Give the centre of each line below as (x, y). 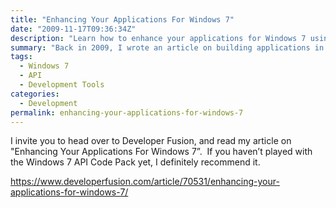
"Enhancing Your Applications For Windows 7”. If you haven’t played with (161, 152)
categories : (35, 94)
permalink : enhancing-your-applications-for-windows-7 (127, 112)
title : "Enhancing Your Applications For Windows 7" (122, 19)
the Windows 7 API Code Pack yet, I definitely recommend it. (135, 162)
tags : (21, 57)
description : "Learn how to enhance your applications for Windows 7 (158, 38)
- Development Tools (62, 85)
